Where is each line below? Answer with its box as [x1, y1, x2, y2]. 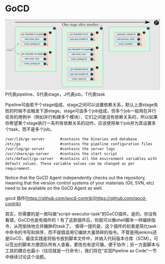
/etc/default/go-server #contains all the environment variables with [5, 156, 157, 161]
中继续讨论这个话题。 [5, 254, 48, 260]
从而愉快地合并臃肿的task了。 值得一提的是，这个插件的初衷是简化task [13, 223, 157, 229]
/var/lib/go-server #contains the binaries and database [5, 136, 137, 141]
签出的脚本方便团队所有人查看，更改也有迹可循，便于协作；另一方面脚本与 [9, 241, 160, 247]
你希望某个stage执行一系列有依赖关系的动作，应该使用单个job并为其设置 [5, 120, 152, 126]
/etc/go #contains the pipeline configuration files [5, 141, 153, 146]
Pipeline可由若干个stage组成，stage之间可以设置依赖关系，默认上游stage [5, 102, 154, 107]
